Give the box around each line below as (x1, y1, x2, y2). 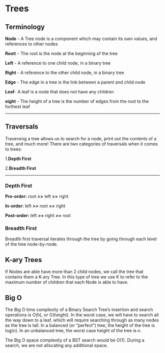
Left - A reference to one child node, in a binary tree (5, 60, 111, 66)
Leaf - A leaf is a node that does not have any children (5, 89, 114, 94)
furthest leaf (5, 104, 30, 109)
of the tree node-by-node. (5, 241, 58, 247)
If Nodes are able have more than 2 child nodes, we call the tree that (5, 269, 144, 275)
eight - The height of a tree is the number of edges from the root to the (5, 98, 149, 104)
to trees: (5, 146, 22, 152)
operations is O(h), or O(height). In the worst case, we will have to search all (5, 312, 159, 318)
